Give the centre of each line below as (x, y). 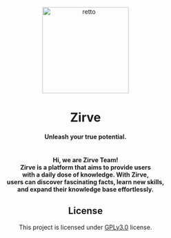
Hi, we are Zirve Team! (85, 160)
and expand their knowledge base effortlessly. (85, 189)
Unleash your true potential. (85, 137)
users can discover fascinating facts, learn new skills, (85, 181)
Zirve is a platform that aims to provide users (85, 167)
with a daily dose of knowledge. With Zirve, (85, 175)
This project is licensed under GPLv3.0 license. (85, 228)
